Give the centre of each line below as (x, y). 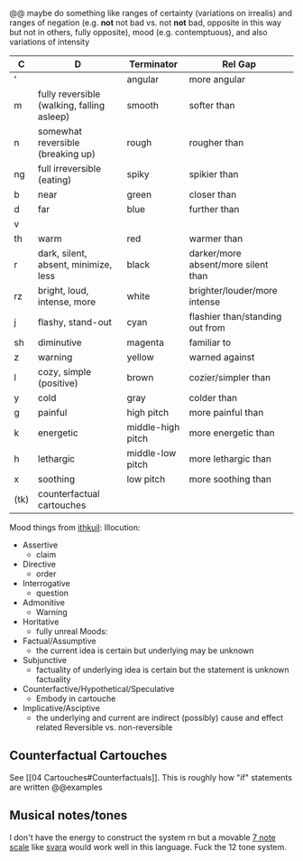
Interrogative (46, 583)
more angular (217, 79)
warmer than (216, 239)
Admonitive (44, 603)
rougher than (216, 142)
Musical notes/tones (69, 815)
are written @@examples (56, 787)
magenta (146, 342)
